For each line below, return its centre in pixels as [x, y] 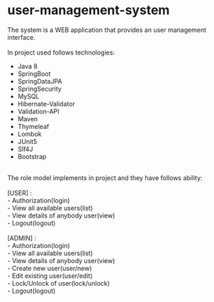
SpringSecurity [39, 89]
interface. [21, 37]
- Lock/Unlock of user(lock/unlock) [58, 283]
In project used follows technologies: [61, 52]
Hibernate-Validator [46, 104]
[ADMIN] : [22, 238]
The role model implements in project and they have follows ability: [105, 178]
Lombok [30, 134]
